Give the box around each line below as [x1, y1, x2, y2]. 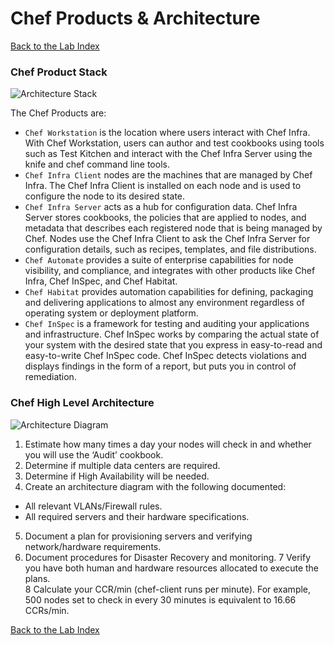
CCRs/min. [24, 604, 70, 616]
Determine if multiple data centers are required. [24, 459, 221, 471]
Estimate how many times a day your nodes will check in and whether [24, 438, 312, 450]
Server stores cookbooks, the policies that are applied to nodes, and [24, 212, 307, 224]
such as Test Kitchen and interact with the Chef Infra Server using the [24, 148, 313, 160]
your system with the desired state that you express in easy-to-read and [24, 339, 323, 351]
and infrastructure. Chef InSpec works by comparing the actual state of [24, 328, 320, 341]
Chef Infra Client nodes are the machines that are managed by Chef [24, 169, 313, 181]
